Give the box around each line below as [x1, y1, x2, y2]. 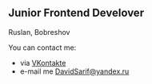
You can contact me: [8, 43, 77, 52]
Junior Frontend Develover [8, 6, 145, 20]
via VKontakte [19, 58, 66, 67]
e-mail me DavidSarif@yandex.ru [19, 67, 130, 76]
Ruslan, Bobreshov [8, 27, 70, 36]
